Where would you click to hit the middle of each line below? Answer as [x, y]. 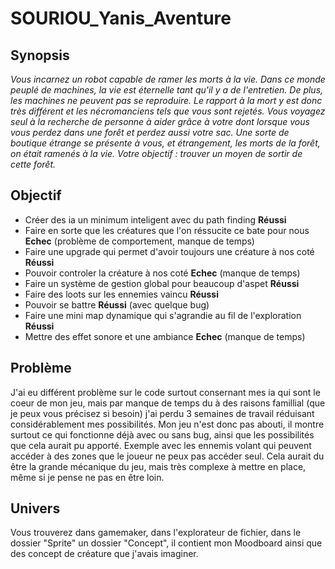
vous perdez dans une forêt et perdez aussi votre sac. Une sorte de [150, 132]
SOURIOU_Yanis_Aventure [121, 18]
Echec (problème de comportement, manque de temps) [139, 241]
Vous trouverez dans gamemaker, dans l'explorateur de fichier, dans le [156, 533]
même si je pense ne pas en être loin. [87, 477]
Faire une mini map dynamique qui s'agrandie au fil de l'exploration [163, 315]
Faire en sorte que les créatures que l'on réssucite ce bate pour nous [167, 230]
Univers [35, 508]
